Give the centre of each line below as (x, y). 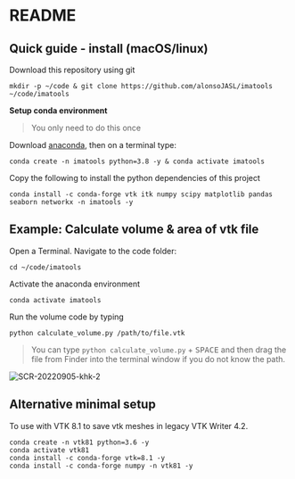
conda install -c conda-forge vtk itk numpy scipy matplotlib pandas (141, 194)
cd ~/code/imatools (45, 267)
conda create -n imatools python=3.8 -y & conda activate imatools (137, 161)
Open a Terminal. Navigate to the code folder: (93, 251)
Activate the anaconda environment (75, 284)
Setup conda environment (58, 111)
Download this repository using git (72, 70)
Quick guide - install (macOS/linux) (109, 49)
